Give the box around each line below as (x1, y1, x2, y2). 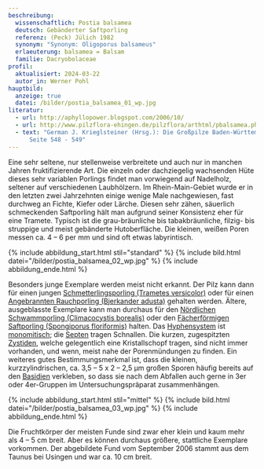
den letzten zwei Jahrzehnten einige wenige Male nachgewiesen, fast (8, 190, 234, 200)
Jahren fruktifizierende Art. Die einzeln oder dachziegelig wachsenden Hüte (8, 166, 255, 175)
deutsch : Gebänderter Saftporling (15, 26, 128, 34)
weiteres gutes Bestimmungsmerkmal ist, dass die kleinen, (8, 354, 198, 364)
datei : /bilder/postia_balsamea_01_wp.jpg (15, 99, 156, 107)
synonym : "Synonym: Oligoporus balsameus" (15, 41, 156, 49)
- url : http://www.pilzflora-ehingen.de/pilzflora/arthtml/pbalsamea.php (15, 121, 262, 129)
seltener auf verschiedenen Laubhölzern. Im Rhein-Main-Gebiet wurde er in (8, 182, 254, 192)
